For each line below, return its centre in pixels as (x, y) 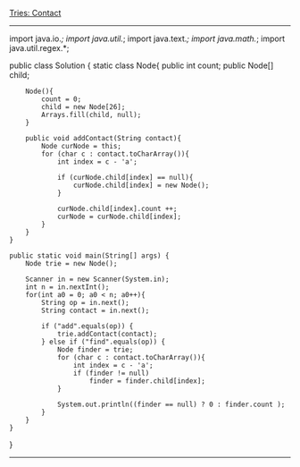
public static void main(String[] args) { (89, 256)
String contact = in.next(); (96, 310)
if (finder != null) (111, 373)
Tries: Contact (35, 13)
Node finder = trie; (95, 350)
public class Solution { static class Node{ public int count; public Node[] (142, 65)
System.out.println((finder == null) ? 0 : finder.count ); (171, 404)
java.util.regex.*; (39, 48)
